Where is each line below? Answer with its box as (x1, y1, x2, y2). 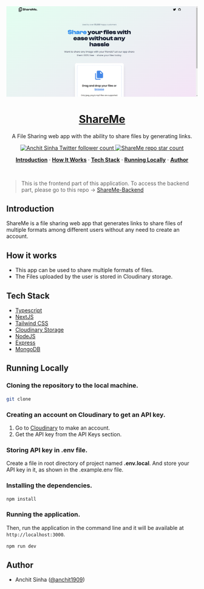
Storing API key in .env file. (6, 445, 88, 454)
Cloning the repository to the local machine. (6, 382, 138, 390)
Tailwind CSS (15, 319, 49, 327)
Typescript (15, 307, 42, 314)
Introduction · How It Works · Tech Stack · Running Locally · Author (15, 156, 189, 163)
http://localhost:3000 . (6, 531, 66, 538)
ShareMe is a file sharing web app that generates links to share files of (6, 220, 183, 227)
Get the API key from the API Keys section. (15, 430, 122, 437)
